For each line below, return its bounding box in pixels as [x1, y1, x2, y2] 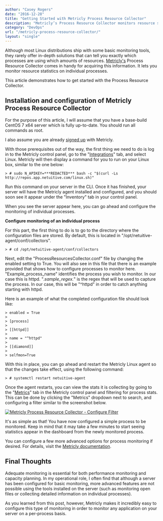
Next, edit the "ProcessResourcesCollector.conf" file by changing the [5, 255, 144, 261]
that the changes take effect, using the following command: [5, 366, 124, 372]
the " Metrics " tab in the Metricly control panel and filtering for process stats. [5, 389, 158, 395]
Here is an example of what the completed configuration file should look [5, 296, 149, 301]
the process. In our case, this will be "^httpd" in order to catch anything [5, 281, 147, 287]
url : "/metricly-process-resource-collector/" [5, 30, 101, 34]
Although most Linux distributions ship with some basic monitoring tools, [5, 47, 150, 53]
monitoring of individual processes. [5, 208, 76, 214]
